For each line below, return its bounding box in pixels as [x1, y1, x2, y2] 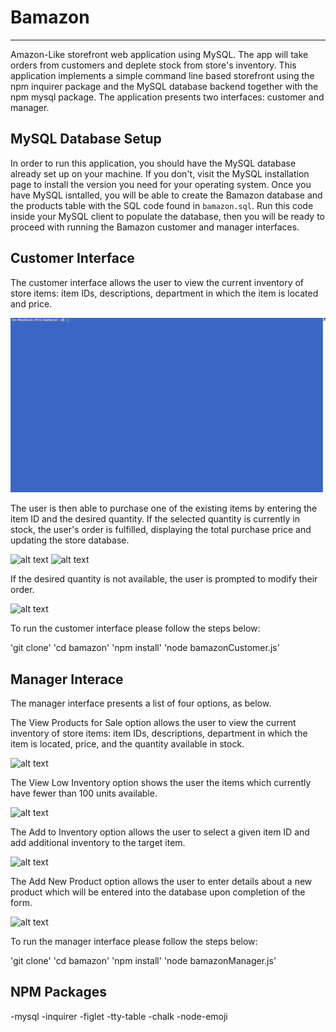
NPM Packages [10, 984, 107, 1001]
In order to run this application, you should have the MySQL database [10, 157, 297, 169]
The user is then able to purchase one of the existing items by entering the [10, 502, 318, 515]
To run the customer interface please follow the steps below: [10, 622, 261, 635]
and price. [10, 297, 53, 310]
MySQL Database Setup [10, 131, 162, 148]
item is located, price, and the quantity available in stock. [10, 737, 245, 750]
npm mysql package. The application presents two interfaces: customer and [10, 91, 325, 103]
